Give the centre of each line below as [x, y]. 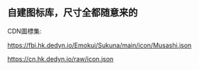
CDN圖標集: [24, 31]
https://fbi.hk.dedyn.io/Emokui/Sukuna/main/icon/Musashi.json [100, 45]
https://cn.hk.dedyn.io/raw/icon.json [61, 59]
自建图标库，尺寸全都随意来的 [73, 13]
